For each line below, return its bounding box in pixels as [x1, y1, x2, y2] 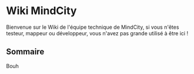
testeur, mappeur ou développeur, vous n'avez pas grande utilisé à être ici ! [6, 29, 189, 36]
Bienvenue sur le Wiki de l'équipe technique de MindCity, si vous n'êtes [6, 23, 179, 31]
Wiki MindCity [6, 4, 77, 18]
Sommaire [6, 47, 45, 57]
